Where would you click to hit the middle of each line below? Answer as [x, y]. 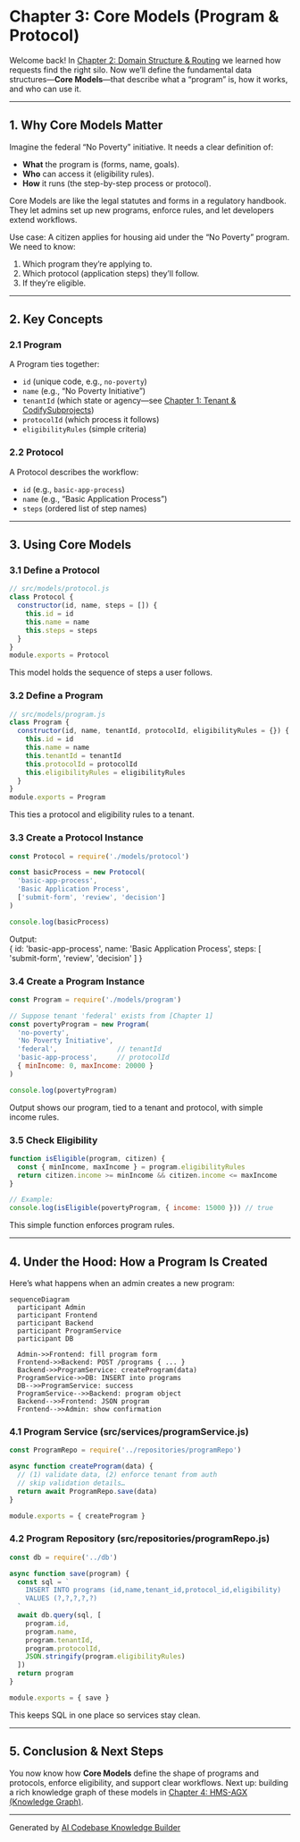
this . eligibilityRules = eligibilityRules [105, 772]
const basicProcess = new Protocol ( [77, 873]
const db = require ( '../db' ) [63, 1557]
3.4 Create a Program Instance [77, 981]
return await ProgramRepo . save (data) [87, 1491]
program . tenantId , [59, 1640]
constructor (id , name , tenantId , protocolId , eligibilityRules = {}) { [154, 731]
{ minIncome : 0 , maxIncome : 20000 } [85, 1066]
